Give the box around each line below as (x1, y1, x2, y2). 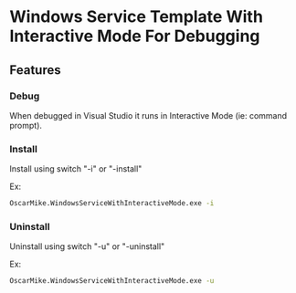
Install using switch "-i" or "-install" (9, 163, 143, 174)
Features (9, 62, 61, 78)
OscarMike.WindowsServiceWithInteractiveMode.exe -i (9, 199, 215, 208)
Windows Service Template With (9, 6, 263, 27)
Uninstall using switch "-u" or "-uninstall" (9, 241, 165, 252)
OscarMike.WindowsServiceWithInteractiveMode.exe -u (9, 277, 215, 286)
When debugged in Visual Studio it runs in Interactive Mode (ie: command (9, 110, 288, 120)
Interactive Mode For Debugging (9, 26, 260, 47)
